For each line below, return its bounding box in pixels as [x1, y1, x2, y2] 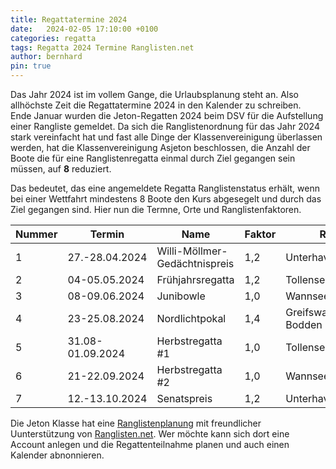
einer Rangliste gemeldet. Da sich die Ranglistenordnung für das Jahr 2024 [10, 121, 320, 132]
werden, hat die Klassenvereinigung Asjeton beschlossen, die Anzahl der [10, 142, 311, 153]
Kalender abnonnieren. [10, 449, 105, 461]
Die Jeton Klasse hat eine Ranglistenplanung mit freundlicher [10, 417, 262, 429]
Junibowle [156, 289, 206, 303]
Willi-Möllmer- [156, 244, 228, 258]
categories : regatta [10, 33, 97, 43]
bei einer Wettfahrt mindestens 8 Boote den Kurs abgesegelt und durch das [10, 193, 322, 205]
